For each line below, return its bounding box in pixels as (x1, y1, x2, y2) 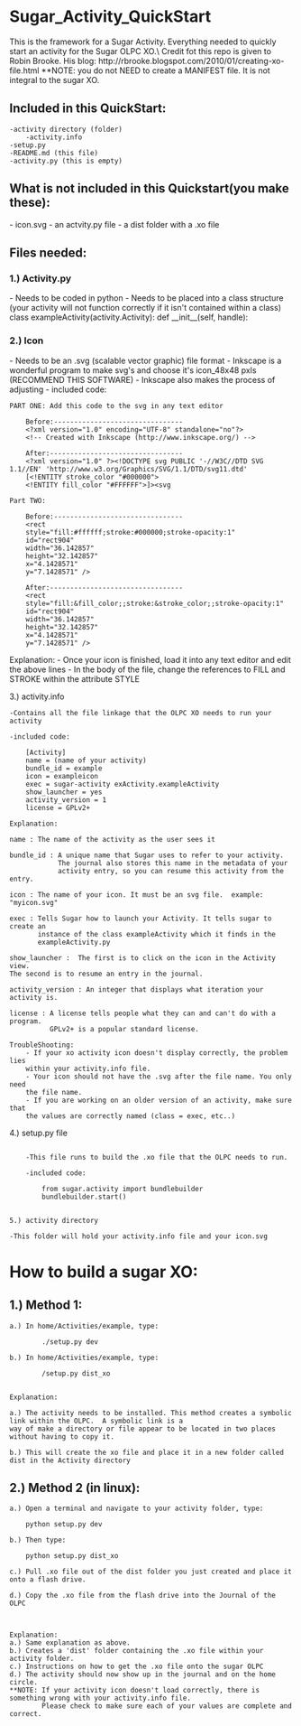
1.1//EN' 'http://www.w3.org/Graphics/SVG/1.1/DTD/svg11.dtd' (9, 464, 248, 473)
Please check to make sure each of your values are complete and (41, 1702, 293, 1711)
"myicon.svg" (9, 898, 59, 907)
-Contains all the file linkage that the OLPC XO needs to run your (9, 708, 272, 717)
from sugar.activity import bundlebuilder (41, 1184, 204, 1193)
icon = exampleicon (25, 771, 99, 780)
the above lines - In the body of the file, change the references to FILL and (9, 664, 286, 675)
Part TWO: (9, 496, 47, 505)
